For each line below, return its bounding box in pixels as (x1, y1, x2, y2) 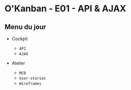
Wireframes (19, 81, 42, 86)
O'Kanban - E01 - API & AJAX (4, 3, 127, 14)
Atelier (11, 60, 26, 66)
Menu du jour (4, 23, 46, 31)
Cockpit (11, 36, 28, 42)
